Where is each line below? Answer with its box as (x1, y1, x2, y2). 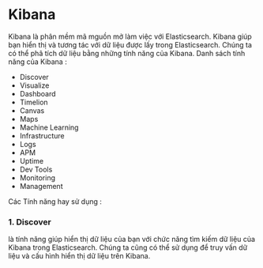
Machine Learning (19, 123, 79, 132)
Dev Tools (19, 164, 53, 174)
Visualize (19, 81, 50, 90)
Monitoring (19, 172, 55, 183)
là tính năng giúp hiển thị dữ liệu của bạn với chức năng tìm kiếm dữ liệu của (8, 235, 255, 244)
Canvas (19, 105, 45, 115)
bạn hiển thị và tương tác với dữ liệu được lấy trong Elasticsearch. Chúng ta (8, 40, 253, 49)
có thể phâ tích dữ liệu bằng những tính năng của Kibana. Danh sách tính (8, 48, 246, 58)
